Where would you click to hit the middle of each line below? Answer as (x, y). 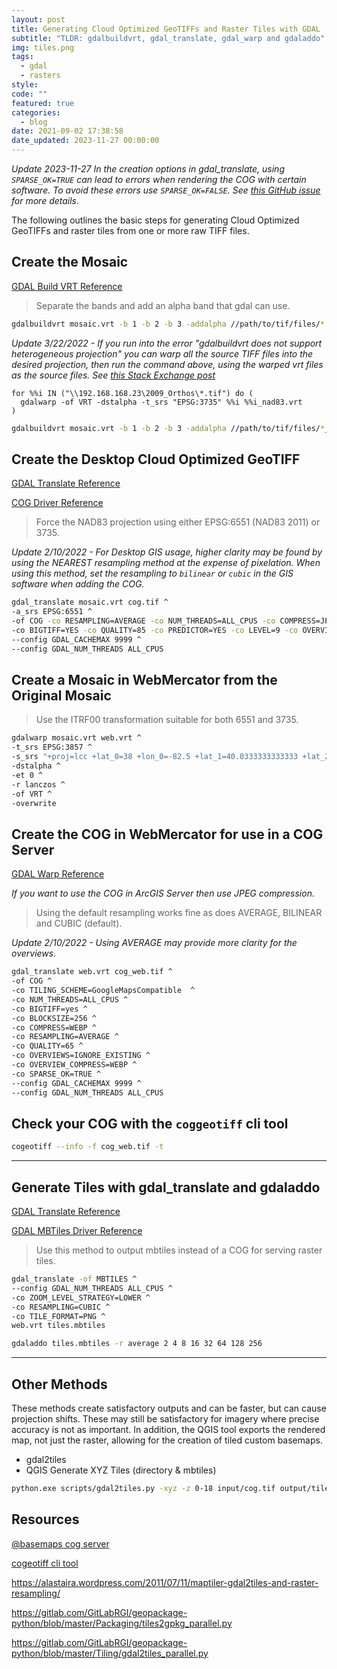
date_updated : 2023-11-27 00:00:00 (85, 141)
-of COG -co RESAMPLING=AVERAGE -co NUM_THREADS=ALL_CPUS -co (143, 621)
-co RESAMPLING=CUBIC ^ (61, 1307)
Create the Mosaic (70, 262)
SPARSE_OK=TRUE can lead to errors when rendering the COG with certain (159, 179)
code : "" (29, 94)
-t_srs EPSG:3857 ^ (52, 747)
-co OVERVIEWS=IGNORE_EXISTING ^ (81, 1056)
